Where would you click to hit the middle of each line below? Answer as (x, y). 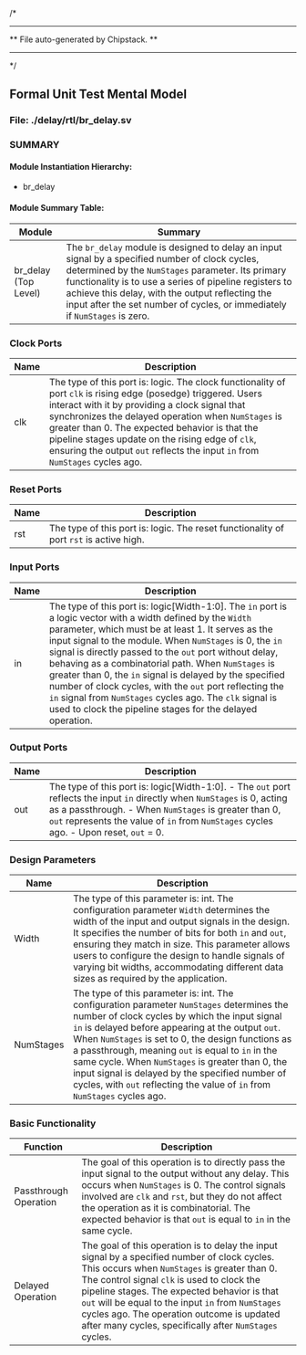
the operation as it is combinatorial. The (166, 1208)
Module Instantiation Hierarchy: (71, 166)
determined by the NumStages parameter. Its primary (176, 270)
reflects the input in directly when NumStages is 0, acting (168, 798)
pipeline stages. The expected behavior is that (180, 1291)
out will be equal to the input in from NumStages (181, 1303)
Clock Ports (36, 343)
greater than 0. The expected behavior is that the (153, 427)
